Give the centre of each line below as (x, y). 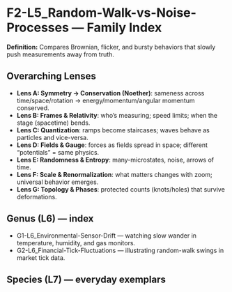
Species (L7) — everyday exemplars (86, 279)
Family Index (124, 28)
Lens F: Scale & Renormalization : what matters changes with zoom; (115, 174)
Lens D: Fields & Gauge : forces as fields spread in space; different (112, 145)
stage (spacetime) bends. (53, 123)
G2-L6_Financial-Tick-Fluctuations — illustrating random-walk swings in (120, 250)
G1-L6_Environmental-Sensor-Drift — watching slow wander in (106, 236)
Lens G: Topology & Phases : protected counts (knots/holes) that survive (121, 189)
